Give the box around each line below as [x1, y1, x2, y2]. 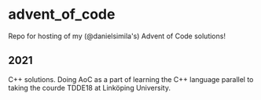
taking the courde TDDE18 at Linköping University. [8, 83, 171, 92]
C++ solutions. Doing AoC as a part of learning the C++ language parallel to [8, 74, 254, 84]
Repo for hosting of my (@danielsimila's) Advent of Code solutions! [8, 31, 226, 41]
